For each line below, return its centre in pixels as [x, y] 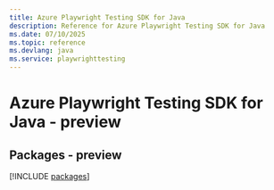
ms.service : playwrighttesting [67, 59]
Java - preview [66, 122]
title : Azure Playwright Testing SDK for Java [97, 17]
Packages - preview [66, 155]
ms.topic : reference [48, 42]
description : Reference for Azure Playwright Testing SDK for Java [137, 26]
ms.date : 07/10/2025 [48, 34]
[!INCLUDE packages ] [50, 176]
